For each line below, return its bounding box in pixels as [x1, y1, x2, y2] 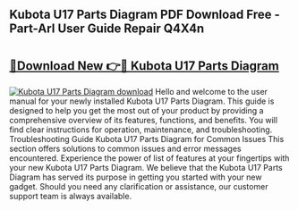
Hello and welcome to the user [155, 87, 268, 97]
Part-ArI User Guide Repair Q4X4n [9, 21, 205, 37]
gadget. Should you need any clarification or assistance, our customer [9, 181, 268, 191]
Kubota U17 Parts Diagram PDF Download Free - [9, 7, 280, 22]
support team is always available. [9, 191, 132, 201]
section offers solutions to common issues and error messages [9, 143, 242, 154]
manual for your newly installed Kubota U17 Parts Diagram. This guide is [9, 96, 275, 106]
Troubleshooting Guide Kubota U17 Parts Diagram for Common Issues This [9, 134, 285, 144]
